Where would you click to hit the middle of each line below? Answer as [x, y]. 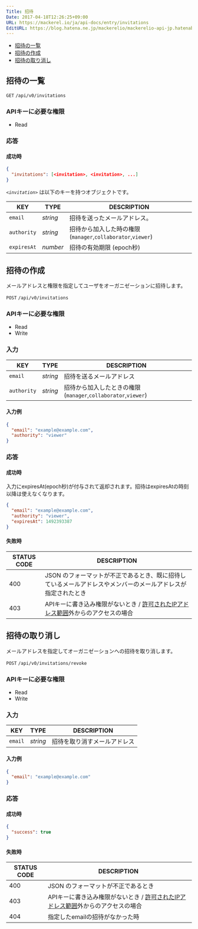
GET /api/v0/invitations [36, 96]
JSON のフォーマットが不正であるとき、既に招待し [115, 575]
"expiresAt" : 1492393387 [42, 521]
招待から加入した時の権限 [105, 229]
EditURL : [17, 28]
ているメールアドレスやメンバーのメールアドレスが [116, 584]
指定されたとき [66, 593]
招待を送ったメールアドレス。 [110, 218]
